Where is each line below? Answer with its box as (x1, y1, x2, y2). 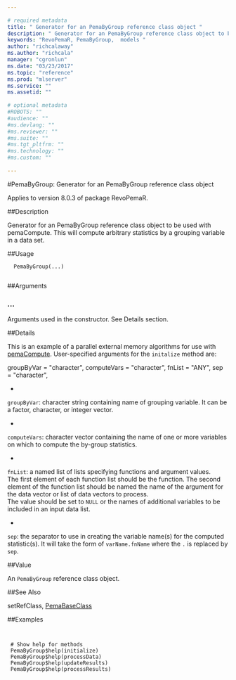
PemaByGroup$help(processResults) (10, 666, 112, 673)
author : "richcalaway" (7, 43, 74, 50)
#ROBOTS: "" (7, 108, 42, 115)
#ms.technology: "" (7, 148, 65, 155)
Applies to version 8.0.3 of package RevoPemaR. (7, 193, 149, 202)
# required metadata (7, 17, 68, 24)
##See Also (7, 588, 41, 596)
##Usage (7, 249, 34, 257)
